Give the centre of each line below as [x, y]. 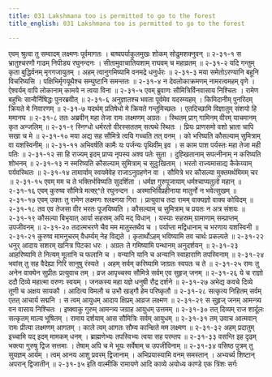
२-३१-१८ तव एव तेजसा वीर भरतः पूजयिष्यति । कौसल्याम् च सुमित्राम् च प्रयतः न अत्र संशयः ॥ [127, 208]
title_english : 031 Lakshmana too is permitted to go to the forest [127, 24]
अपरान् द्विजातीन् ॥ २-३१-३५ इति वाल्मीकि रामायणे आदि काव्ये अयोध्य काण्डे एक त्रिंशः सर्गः [123, 364]
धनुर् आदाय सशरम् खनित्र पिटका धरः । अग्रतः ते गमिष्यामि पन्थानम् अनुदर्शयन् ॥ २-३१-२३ [123, 245]
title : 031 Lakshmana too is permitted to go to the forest [112, 16]
